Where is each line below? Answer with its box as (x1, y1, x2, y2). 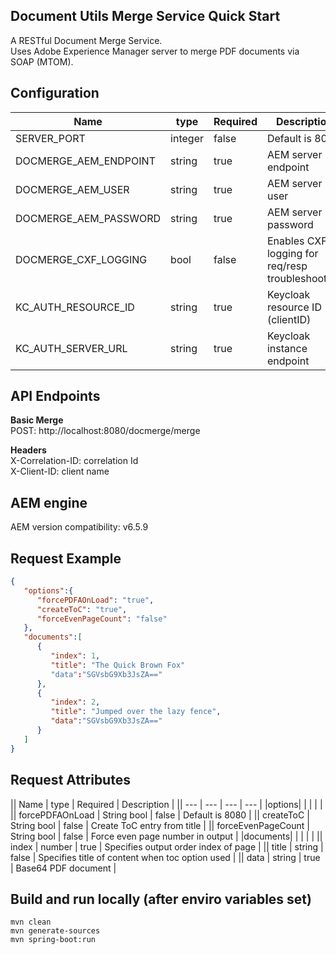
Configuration (10, 85, 100, 102)
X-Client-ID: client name (10, 465, 110, 478)
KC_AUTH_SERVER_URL (15, 341, 128, 355)
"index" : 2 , (50, 697, 101, 708)
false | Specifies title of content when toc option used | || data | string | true (10, 851, 321, 863)
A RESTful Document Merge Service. (10, 34, 163, 46)
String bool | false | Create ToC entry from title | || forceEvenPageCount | (10, 819, 310, 831)
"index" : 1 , (50, 651, 101, 661)
